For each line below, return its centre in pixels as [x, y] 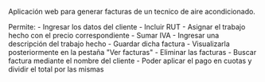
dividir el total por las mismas [56, 69]
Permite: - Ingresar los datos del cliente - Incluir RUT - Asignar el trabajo [127, 27]
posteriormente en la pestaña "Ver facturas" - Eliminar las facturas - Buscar [132, 52]
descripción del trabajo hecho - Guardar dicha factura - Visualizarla [119, 44]
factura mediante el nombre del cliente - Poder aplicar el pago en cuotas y [130, 61]
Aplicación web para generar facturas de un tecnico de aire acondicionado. [132, 12]
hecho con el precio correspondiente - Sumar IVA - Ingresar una [114, 35]
